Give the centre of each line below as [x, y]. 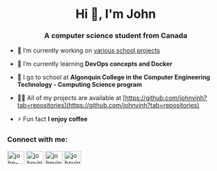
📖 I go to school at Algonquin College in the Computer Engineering [113, 77]
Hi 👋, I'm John [116, 14]
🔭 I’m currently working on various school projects [89, 50]
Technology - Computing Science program [80, 85]
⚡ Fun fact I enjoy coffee [52, 119]
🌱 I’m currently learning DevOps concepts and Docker [95, 64]
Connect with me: [38, 139]
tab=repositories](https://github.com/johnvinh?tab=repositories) [108, 105]
